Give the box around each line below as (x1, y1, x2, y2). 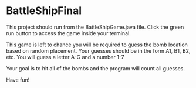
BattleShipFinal (6, 4, 82, 18)
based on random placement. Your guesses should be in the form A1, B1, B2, (6, 47, 191, 54)
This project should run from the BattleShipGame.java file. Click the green (6, 23, 184, 31)
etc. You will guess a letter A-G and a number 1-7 (6, 53, 124, 60)
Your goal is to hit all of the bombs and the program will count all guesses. (6, 65, 185, 72)
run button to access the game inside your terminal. (6, 29, 131, 36)
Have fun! (6, 76, 30, 83)
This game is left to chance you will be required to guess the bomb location (6, 41, 188, 48)
